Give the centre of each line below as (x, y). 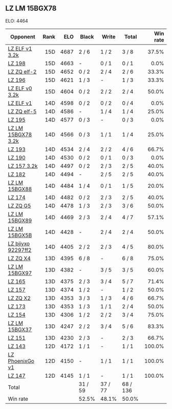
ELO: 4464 (17, 21)
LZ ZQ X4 (19, 258)
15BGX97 (20, 273)
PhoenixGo (21, 361)
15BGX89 (20, 220)
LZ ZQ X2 (19, 298)
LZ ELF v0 (20, 88)
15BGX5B (20, 235)
